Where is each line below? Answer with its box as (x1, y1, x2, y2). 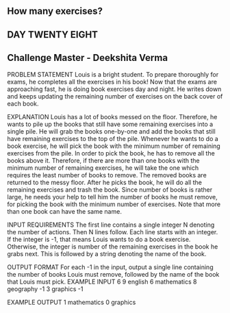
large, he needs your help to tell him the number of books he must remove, (7, 192, 218, 201)
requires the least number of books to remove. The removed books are (7, 171, 207, 179)
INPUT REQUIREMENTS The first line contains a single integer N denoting (7, 221, 215, 229)
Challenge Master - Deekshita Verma (7, 52, 168, 64)
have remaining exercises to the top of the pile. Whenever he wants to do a (7, 134, 219, 142)
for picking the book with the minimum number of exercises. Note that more (7, 200, 221, 208)
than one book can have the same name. (7, 207, 122, 215)
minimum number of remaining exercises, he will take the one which (7, 164, 199, 172)
